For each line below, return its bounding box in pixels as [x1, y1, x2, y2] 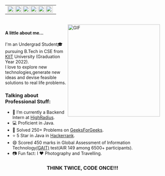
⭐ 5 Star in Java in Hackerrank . [12, 133, 75, 138]
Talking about [5, 92, 38, 99]
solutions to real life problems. [5, 80, 66, 86]
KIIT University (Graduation [5, 54, 60, 59]
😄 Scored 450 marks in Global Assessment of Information [12, 140, 131, 146]
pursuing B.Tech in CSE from [5, 48, 64, 54]
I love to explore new [5, 64, 48, 70]
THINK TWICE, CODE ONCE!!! [46, 164, 119, 171]
